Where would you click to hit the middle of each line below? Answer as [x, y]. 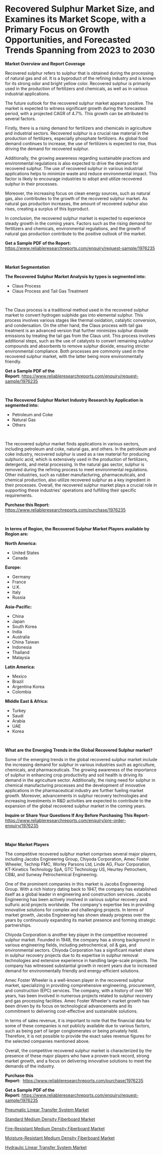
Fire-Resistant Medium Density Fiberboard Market [55, 1128]
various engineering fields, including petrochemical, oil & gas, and [71, 945]
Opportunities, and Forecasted [68, 40]
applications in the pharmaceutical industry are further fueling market [74, 790]
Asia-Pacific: [19, 607]
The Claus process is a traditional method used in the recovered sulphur [77, 310]
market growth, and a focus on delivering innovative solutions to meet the [78, 1061]
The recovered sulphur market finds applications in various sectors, [72, 443]
